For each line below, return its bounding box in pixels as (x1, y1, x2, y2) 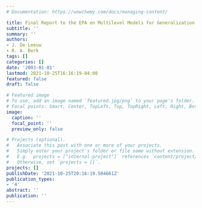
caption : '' (11, 115, 42, 121)
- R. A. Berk (6, 48, 39, 54)
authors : (6, 37, 28, 43)
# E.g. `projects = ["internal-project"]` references (6, 154, 149, 160)
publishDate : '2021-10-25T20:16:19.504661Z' (6, 170, 120, 177)
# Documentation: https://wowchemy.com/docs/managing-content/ (6, 8, 168, 15)
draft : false (6, 81, 39, 87)
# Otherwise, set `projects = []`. (6, 159, 101, 165)
